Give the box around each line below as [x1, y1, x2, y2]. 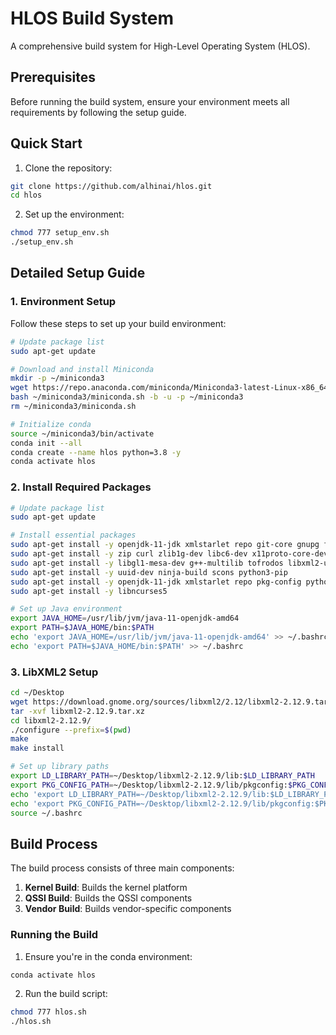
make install [10, 743, 65, 754]
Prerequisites [10, 69, 96, 86]
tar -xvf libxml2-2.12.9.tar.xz [10, 706, 145, 716]
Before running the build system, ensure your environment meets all [10, 95, 290, 107]
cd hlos [10, 190, 43, 201]
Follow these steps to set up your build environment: [10, 317, 227, 329]
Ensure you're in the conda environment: [24, 950, 193, 962]
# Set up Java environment [10, 604, 123, 614]
